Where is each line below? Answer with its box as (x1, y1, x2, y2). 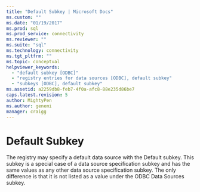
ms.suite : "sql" (6, 42, 47, 48)
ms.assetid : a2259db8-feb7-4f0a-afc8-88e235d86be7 (6, 86, 135, 92)
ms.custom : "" (6, 14, 42, 20)
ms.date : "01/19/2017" (6, 20, 63, 26)
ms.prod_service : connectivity (6, 31, 84, 37)
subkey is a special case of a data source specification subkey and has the (6, 160, 190, 168)
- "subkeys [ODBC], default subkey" (11, 81, 103, 87)
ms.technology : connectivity (6, 48, 79, 54)
